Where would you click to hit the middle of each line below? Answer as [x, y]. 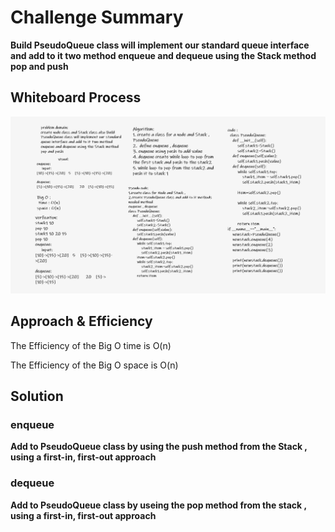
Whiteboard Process [76, 97]
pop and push [39, 66]
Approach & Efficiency [81, 321]
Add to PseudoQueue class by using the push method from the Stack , [159, 447]
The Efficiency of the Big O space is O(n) [94, 365]
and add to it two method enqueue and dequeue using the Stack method [163, 55]
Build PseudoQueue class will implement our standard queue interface [160, 45]
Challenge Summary [97, 17]
